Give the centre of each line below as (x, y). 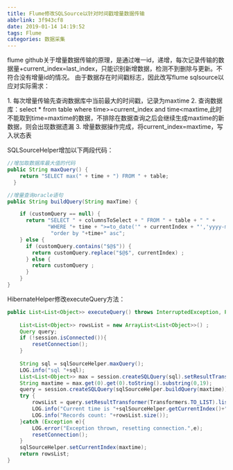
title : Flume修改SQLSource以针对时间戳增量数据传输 (76, 14)
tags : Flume (24, 33)
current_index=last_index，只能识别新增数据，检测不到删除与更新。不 (123, 69)
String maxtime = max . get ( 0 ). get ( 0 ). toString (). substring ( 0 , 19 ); (116, 383)
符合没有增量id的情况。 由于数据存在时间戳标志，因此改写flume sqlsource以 (115, 78)
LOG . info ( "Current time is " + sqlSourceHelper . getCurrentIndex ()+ (129, 409)
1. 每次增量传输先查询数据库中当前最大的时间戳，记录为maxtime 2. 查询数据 (115, 101)
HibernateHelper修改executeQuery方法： (66, 299)
